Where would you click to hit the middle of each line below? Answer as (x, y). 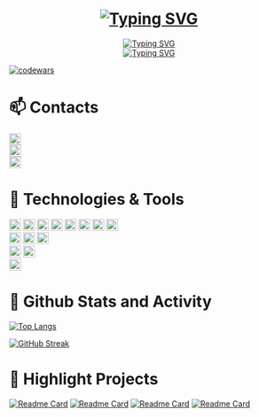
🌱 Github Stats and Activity (111, 302)
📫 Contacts (54, 108)
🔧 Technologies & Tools (97, 200)
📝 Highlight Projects (84, 378)
